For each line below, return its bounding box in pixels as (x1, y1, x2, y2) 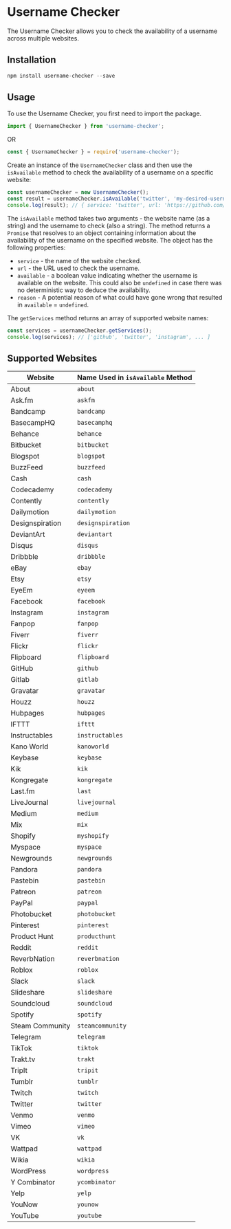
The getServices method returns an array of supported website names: (7, 313, 209, 322)
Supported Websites (7, 352, 98, 364)
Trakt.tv (10, 1054, 36, 1064)
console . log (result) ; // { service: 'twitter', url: (7, 201, 162, 208)
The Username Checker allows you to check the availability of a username (7, 27, 218, 35)
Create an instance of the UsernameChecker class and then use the (7, 161, 192, 169)
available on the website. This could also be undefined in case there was (16, 278, 222, 287)
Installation (7, 54, 56, 66)
